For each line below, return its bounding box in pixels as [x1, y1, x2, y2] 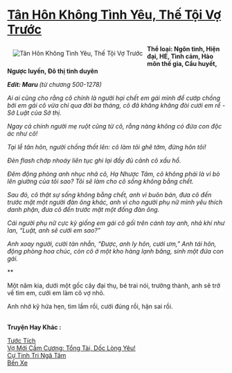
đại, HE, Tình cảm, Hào [147, 52, 213, 60]
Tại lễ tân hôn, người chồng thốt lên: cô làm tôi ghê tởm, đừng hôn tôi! [7, 142, 206, 151]
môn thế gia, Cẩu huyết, [147, 59, 217, 67]
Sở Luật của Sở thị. [7, 108, 62, 117]
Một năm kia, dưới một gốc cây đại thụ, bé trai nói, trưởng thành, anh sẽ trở [7, 281, 220, 290]
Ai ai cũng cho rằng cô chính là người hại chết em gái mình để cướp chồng [7, 94, 220, 102]
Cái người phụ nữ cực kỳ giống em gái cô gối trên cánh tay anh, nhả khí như [7, 219, 225, 227]
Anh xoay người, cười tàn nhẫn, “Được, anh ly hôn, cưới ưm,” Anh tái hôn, [7, 240, 217, 248]
